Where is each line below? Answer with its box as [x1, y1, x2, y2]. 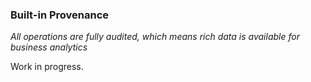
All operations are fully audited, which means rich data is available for [10, 31, 300, 43]
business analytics [10, 41, 88, 53]
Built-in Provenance [10, 8, 110, 22]
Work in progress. [10, 61, 84, 73]
